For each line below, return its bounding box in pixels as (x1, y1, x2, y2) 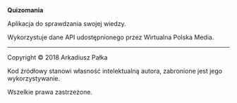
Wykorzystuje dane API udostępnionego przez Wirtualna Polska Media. (7, 33, 214, 41)
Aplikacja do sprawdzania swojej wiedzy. (7, 20, 127, 27)
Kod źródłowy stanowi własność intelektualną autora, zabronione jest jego (7, 67, 223, 75)
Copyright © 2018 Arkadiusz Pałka (7, 53, 108, 62)
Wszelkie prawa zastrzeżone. (7, 88, 93, 96)
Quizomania (7, 6, 44, 14)
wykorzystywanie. (7, 74, 61, 83)
